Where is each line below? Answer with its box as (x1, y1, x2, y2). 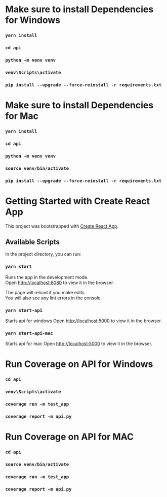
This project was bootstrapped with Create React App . (5, 223, 119, 229)
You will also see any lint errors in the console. (5, 295, 102, 301)
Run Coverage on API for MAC (5, 431, 134, 443)
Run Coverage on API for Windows (5, 358, 153, 370)
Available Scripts (5, 237, 60, 246)
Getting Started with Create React (5, 195, 150, 207)
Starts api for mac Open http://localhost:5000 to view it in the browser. (5, 340, 153, 347)
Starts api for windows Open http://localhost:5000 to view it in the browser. (5, 318, 162, 324)
